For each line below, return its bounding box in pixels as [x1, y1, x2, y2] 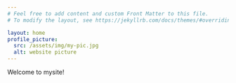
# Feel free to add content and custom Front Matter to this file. [7, 10, 209, 17]
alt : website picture [13, 49, 77, 56]
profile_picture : [7, 36, 58, 43]
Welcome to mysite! [7, 68, 65, 76]
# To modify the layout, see [7, 17, 93, 24]
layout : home [7, 29, 46, 36]
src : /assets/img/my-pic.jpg [13, 43, 99, 50]
